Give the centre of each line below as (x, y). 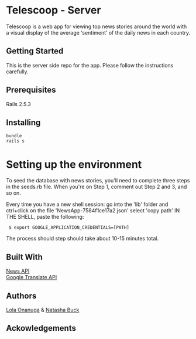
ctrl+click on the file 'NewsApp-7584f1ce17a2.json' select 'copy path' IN (93, 211)
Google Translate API (32, 277)
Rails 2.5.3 (18, 104)
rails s (16, 141)
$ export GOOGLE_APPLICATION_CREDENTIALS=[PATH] (69, 228)
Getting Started (35, 51)
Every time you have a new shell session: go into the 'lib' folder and (87, 204)
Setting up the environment (74, 164)
